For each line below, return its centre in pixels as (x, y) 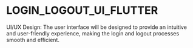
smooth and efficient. (33, 40)
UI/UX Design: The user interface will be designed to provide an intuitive (96, 27)
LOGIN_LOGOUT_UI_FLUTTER (82, 10)
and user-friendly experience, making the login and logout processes (93, 33)
